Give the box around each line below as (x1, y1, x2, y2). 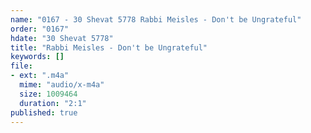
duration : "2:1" (19, 98, 87, 108)
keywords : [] (10, 52, 65, 62)
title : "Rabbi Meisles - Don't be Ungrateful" (10, 42, 208, 53)
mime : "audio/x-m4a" (19, 80, 105, 90)
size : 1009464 (19, 89, 78, 99)
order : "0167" (10, 24, 70, 34)
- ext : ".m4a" (10, 71, 70, 81)
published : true (10, 107, 78, 118)
